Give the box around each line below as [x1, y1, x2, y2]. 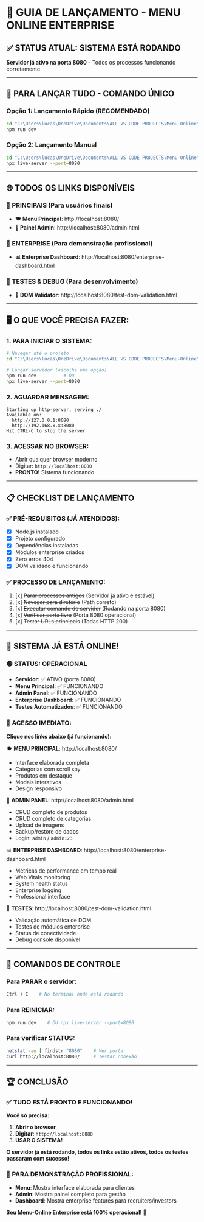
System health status [15, 880, 68, 887]
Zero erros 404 [15, 555, 53, 563]
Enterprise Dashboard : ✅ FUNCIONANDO [15, 697, 121, 704]
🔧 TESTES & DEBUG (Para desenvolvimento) [6, 277, 138, 286]
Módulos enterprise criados [15, 549, 85, 556]
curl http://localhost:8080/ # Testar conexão [6, 1053, 137, 1059]
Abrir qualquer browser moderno [15, 456, 98, 463]
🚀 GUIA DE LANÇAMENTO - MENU [6, 5, 181, 19]
